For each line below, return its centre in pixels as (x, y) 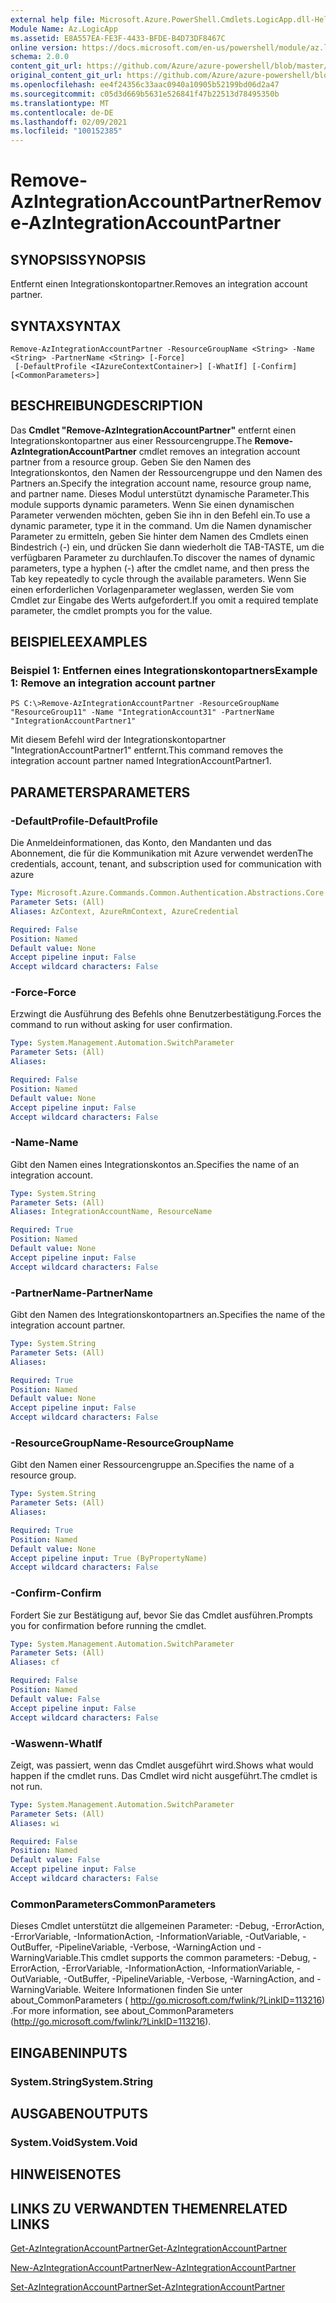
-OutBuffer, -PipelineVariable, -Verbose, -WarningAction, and (189, 1979)
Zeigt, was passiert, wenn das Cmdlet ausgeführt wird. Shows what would (162, 1765)
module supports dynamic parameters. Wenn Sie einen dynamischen (152, 504)
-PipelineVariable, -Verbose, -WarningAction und (155, 1947)
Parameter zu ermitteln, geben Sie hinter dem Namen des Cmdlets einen (159, 536)
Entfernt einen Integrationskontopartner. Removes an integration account (159, 284)
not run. (26, 1786)
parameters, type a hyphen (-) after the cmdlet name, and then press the (160, 568)
